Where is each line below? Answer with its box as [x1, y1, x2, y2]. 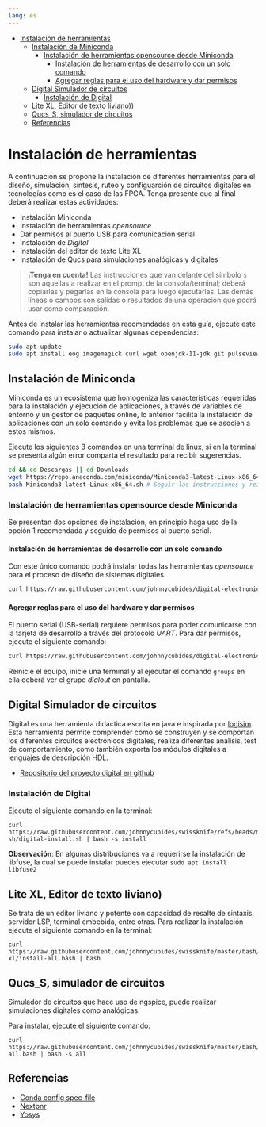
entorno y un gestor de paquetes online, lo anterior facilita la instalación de [8, 410, 253, 420]
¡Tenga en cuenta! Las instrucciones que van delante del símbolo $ [27, 270, 247, 279]
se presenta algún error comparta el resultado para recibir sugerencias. [8, 450, 241, 460]
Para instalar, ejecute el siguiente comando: [8, 1021, 150, 1030]
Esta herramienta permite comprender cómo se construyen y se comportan [8, 727, 255, 738]
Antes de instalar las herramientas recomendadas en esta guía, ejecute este [8, 319, 256, 328]
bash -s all [47, 1050, 87, 1058]
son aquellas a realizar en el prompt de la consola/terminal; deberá [27, 278, 246, 288]
